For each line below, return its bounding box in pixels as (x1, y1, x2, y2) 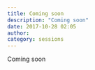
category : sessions (7, 36, 64, 43)
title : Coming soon (7, 10, 64, 17)
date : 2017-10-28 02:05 (7, 23, 77, 30)
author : (7, 29, 30, 37)
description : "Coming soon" (7, 17, 89, 24)
